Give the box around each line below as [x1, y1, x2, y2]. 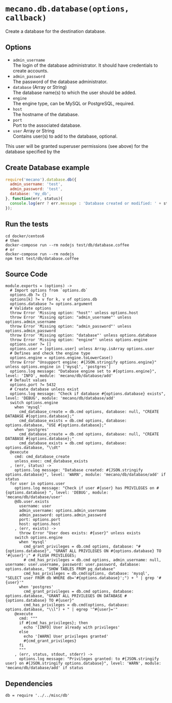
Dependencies [5, 679, 53, 688]
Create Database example [5, 163, 90, 172]
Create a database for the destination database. [5, 28, 106, 34]
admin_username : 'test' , [10, 182, 63, 187]
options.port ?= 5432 [10, 382, 56, 388]
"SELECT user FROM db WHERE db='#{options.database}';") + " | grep [5, 576, 155, 581]
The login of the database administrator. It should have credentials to [12, 62, 158, 68]
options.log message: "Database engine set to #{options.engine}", [10, 369, 157, 374]
